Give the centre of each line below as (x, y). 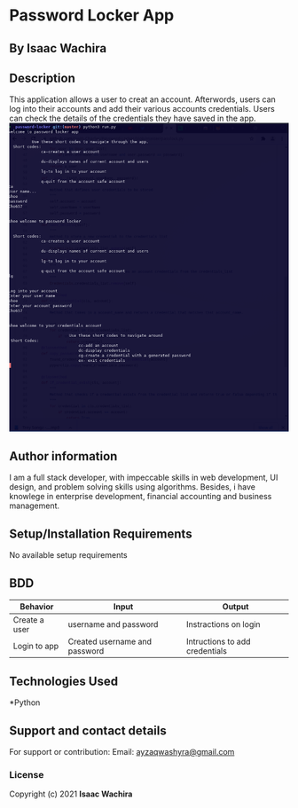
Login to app (36, 646)
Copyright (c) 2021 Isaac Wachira (71, 794)
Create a (28, 620)
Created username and (110, 641)
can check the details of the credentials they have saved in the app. (133, 118)
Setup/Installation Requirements (101, 533)
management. (35, 506)
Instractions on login (223, 624)
